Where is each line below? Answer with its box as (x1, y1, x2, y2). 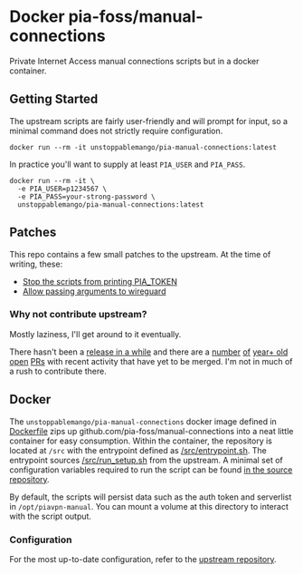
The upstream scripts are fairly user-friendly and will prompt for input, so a (9, 115, 288, 126)
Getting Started (9, 92, 99, 107)
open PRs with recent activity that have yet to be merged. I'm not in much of (9, 355, 293, 366)
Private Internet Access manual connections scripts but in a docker (9, 55, 260, 66)
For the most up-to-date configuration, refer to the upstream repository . (9, 553, 278, 564)
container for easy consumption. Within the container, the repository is (9, 435, 273, 446)
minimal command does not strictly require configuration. (9, 125, 223, 136)
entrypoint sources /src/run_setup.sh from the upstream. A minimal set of (9, 454, 283, 465)
